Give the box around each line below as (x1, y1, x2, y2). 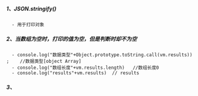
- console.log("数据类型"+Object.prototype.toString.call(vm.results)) (12, 51, 193, 58)
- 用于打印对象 (12, 21, 44, 28)
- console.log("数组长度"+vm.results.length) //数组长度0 (12, 65, 159, 71)
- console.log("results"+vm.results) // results (12, 69, 139, 76)
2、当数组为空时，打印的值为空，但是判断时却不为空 (6, 35, 137, 42)
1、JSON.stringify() (6, 5, 57, 12)
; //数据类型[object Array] (6, 58, 82, 64)
